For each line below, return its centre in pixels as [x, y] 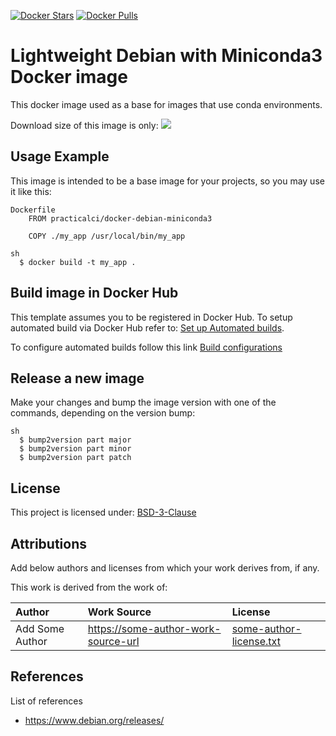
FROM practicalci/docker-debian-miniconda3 [120, 218]
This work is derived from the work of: [89, 587]
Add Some [40, 628]
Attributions [49, 543]
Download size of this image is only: [84, 125]
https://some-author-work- [154, 628]
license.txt [256, 641]
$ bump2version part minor [75, 449]
